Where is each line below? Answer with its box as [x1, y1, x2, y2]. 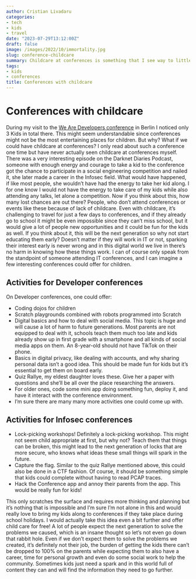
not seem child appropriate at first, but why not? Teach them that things [14, 437, 187, 444]
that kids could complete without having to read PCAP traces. [14, 474, 162, 481]
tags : [6, 63, 19, 69]
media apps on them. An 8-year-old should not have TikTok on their [14, 342, 177, 349]
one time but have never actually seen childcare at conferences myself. [6, 149, 178, 156]
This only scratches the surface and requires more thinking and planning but [6, 498, 190, 505]
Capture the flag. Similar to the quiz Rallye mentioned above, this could [14, 461, 185, 468]
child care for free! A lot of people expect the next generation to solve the [6, 522, 183, 530]
